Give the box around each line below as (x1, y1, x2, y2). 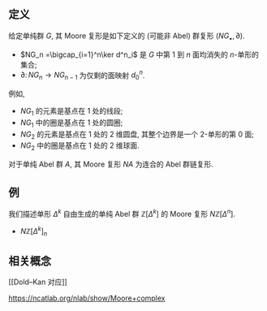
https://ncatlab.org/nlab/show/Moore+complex (8, 293, 166, 303)
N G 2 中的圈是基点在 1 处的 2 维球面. (19, 140, 140, 153)
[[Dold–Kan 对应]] (8, 277, 67, 287)
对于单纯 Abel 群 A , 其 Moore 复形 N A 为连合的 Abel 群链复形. (8, 159, 213, 169)
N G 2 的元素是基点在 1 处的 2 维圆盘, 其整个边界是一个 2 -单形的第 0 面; (19, 129, 254, 140)
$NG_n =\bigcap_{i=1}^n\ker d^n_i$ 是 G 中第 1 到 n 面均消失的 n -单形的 (19, 50, 260, 59)
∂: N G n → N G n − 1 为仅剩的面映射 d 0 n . (19, 68, 145, 82)
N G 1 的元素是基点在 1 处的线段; (19, 106, 123, 118)
